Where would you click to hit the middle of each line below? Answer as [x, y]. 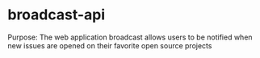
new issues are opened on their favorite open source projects [110, 45]
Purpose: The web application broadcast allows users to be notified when [130, 37]
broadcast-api [57, 15]
